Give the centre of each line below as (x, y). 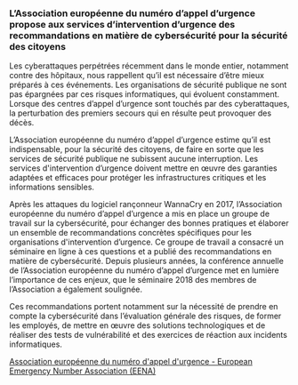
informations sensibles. (52, 187)
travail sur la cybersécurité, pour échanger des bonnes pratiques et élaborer (149, 223)
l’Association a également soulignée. (76, 289)
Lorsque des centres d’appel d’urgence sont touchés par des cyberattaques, (149, 104)
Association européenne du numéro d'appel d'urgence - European (131, 362)
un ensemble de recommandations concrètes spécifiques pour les (130, 233)
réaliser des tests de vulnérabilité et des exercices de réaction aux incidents (148, 335)
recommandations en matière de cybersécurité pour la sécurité (149, 36)
